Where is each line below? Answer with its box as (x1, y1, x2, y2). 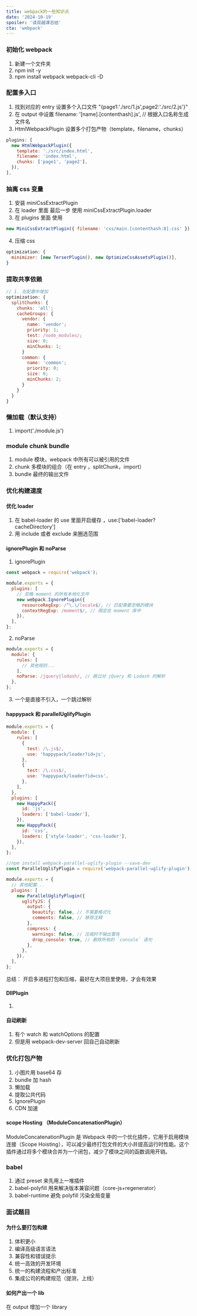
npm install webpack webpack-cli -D (14, 73, 104, 80)
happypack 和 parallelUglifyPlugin (6, 710, 91, 717)
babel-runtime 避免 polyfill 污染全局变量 (14, 1192, 111, 1199)
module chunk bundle (6, 442, 70, 450)
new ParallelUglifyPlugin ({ (16, 893, 85, 899)
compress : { (27, 926, 57, 932)
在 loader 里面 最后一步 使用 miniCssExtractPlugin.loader (14, 207, 152, 214)
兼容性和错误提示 (14, 1252, 56, 1260)
